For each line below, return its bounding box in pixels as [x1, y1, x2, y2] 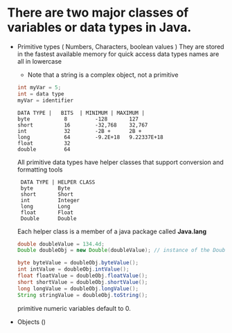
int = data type [17, 90, 64, 98]
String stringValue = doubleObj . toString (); [17, 291, 148, 298]
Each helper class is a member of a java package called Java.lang [17, 227, 207, 235]
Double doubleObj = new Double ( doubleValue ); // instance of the [17, 247, 210, 254]
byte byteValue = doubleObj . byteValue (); [17, 260, 139, 267]
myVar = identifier [17, 97, 74, 104]
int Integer [20, 197, 80, 204]
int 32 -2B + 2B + [17, 127, 142, 134]
